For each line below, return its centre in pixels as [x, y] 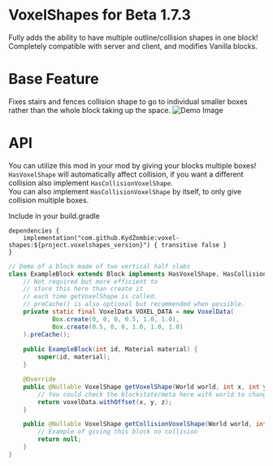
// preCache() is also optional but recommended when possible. [134, 304]
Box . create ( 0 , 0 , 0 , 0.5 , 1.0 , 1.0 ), [116, 319]
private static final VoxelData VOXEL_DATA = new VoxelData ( [128, 312]
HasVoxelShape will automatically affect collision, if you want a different [126, 174]
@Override [40, 380]
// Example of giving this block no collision [118, 432]
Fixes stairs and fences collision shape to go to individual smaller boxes [128, 101]
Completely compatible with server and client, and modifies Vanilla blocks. [133, 46]
